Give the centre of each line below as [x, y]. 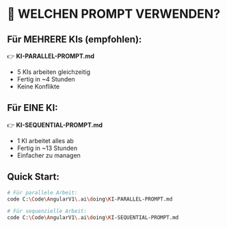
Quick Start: [33, 177]
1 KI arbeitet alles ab [45, 140]
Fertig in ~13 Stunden [47, 148]
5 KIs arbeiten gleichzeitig [54, 72]
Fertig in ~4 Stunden [46, 79]
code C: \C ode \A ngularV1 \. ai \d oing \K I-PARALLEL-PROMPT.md [90, 199]
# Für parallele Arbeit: [42, 192]
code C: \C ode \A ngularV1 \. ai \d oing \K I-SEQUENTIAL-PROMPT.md [93, 218]
